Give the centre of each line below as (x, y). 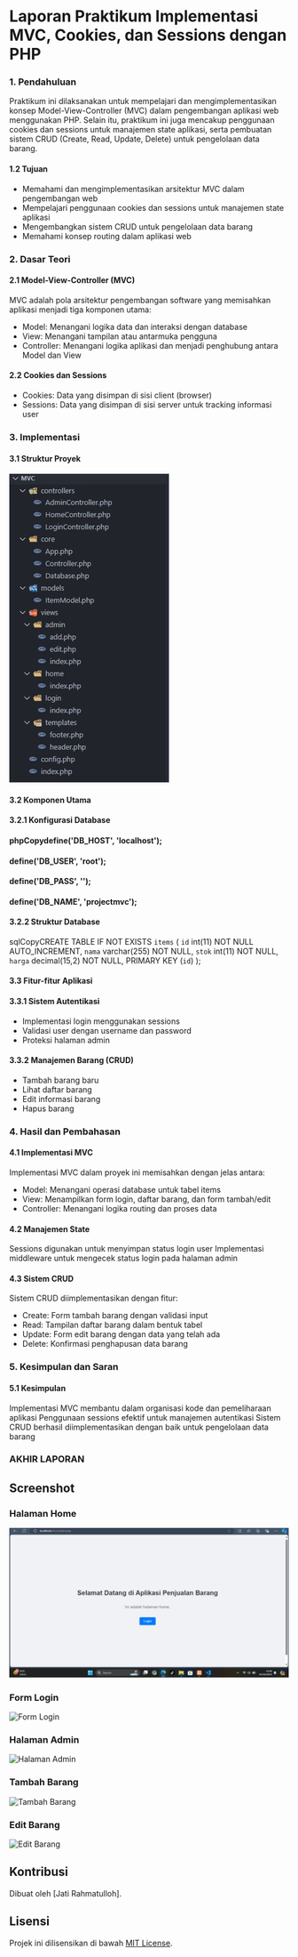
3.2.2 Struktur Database (55, 922)
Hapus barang (48, 1108)
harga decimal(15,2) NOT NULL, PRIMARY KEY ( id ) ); (105, 960)
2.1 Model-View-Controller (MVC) (72, 280)
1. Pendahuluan (43, 82)
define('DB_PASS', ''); (50, 882)
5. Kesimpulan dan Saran (64, 1367)
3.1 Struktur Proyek (45, 458)
